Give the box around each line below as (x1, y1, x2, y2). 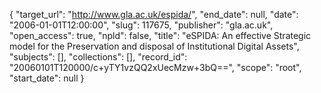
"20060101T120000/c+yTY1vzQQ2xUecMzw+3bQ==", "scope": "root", (9, 62, 302, 73)
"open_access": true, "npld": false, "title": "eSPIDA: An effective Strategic (9, 30, 312, 41)
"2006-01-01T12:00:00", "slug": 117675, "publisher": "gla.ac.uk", (9, 19, 274, 31)
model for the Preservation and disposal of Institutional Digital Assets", (9, 40, 300, 52)
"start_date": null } (9, 72, 85, 84)
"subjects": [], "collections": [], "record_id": (9, 51, 188, 63)
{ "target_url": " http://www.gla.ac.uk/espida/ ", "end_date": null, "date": (9, 9, 299, 20)
